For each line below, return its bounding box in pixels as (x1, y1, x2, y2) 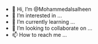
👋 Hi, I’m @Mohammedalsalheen (11, 6, 91, 12)
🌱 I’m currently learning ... (11, 18, 75, 25)
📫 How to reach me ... (11, 32, 67, 38)
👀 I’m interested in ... (11, 12, 62, 19)
